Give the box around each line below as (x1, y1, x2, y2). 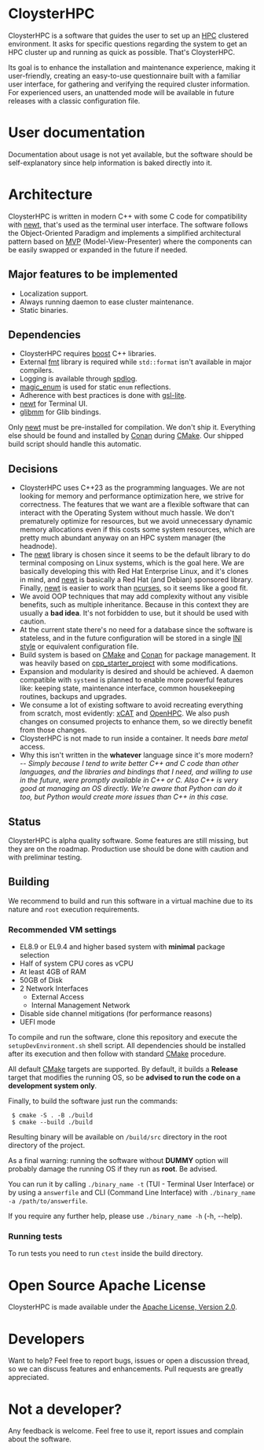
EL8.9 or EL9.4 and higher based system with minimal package (19, 942, 225, 951)
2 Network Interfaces (19, 984, 89, 993)
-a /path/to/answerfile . (8, 1196, 88, 1205)
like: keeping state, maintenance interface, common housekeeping (19, 683, 236, 693)
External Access (31, 992, 85, 1002)
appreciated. (8, 1373, 49, 1382)
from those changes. (19, 725, 87, 735)
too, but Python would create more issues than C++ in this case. (19, 792, 229, 802)
